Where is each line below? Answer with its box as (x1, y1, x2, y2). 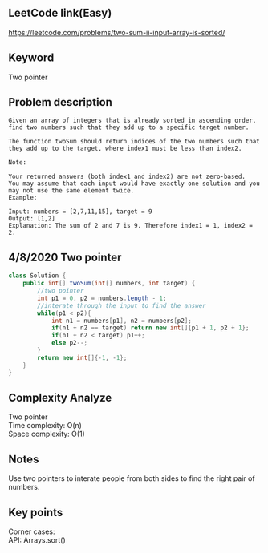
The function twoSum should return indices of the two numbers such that (8, 138, 261, 146)
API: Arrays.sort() (8, 535, 66, 544)
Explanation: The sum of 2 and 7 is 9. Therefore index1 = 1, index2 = (8, 222, 253, 230)
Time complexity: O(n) (8, 421, 83, 430)
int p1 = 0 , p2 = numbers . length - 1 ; (37, 294, 167, 302)
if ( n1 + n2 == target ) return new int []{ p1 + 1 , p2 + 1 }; (51, 324, 250, 332)
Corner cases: (8, 527, 55, 536)
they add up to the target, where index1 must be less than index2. (8, 144, 242, 153)
